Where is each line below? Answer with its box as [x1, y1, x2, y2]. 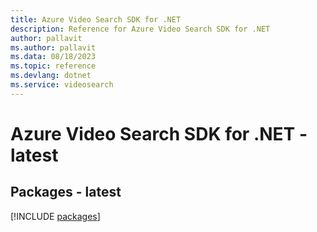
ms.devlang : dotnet [10, 71, 92, 81]
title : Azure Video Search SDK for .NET [10, 14, 182, 25]
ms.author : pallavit [10, 42, 97, 53]
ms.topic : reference [10, 61, 97, 71]
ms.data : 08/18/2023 [10, 52, 97, 62]
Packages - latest [10, 184, 122, 201]
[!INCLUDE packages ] [10, 210, 101, 222]
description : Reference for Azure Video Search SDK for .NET [10, 24, 271, 34]
